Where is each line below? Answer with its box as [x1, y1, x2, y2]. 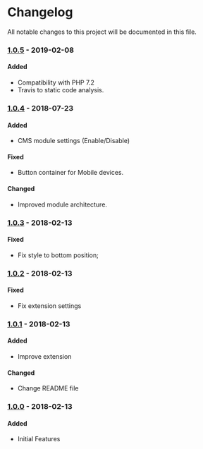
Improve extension [17, 352, 72, 360]
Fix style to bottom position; [17, 251, 99, 259]
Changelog [7, 4, 73, 20]
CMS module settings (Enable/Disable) [17, 137, 130, 145]
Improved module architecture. [17, 200, 108, 209]
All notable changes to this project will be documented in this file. [7, 27, 197, 36]
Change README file [17, 384, 79, 393]
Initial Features [17, 435, 61, 443]
